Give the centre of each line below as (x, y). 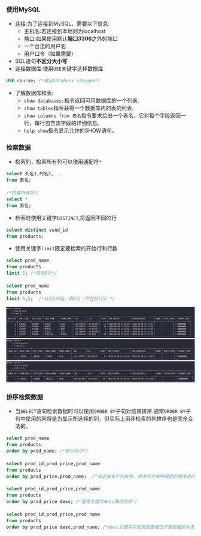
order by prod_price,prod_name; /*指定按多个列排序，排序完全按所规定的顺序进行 (101, 476)
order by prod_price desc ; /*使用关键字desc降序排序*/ (72, 502)
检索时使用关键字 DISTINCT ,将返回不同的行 (66, 218)
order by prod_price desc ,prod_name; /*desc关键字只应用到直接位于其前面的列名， (103, 527)
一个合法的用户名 (45, 46)
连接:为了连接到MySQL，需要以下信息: (62, 24)
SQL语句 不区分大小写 (41, 61)
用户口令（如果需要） (50, 54)
